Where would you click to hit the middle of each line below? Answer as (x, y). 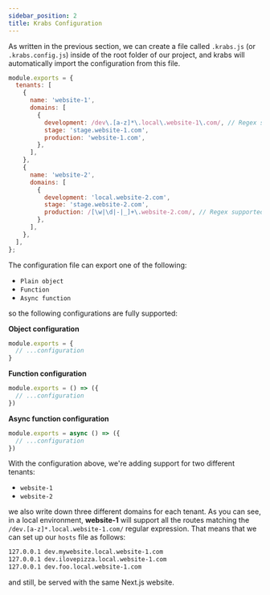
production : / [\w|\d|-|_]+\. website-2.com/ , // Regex (136, 212)
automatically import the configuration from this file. (94, 63)
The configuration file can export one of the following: (98, 265)
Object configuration (44, 328)
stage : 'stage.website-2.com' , (96, 205)
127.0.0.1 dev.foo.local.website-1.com (75, 567)
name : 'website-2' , (62, 175)
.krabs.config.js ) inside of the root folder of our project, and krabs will (127, 55)
